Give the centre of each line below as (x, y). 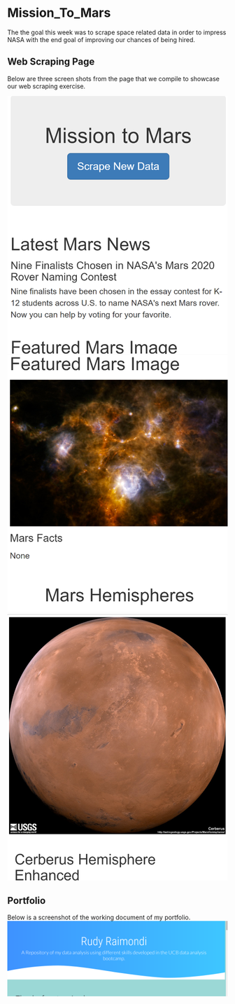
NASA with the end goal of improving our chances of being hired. (101, 39)
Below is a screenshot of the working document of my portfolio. (99, 917)
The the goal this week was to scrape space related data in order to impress (117, 32)
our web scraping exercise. (47, 86)
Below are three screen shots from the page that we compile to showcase (114, 78)
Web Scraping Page (51, 62)
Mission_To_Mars (59, 13)
